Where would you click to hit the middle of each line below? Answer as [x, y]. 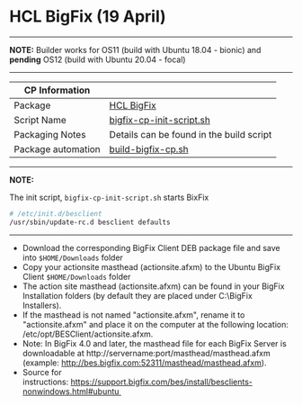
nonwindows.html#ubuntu [71, 391]
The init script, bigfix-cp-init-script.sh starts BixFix [109, 197]
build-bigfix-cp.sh [149, 148]
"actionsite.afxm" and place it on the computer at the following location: [155, 324]
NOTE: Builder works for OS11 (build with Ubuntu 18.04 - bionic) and [135, 49]
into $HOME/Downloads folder [73, 257]
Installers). [42, 305]
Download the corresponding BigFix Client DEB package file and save [151, 247]
